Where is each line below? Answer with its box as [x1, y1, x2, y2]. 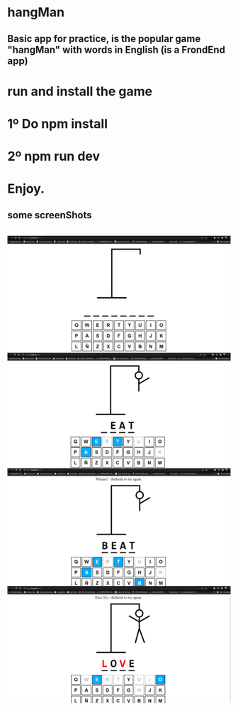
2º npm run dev [7, 149, 101, 164]
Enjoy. [7, 181, 45, 197]
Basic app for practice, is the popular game [7, 33, 201, 45]
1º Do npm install [7, 115, 108, 132]
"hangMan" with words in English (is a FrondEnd [7, 43, 225, 55]
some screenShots [7, 209, 92, 221]
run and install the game [7, 83, 153, 100]
